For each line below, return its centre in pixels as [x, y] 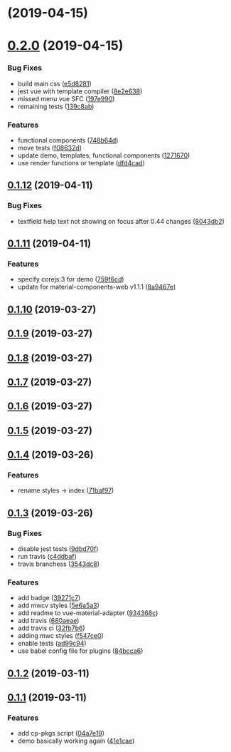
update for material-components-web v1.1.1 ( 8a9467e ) [97, 287]
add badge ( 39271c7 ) [49, 598]
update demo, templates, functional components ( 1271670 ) [104, 155]
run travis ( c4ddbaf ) [47, 557]
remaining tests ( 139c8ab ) [56, 106]
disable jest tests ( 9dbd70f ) [58, 549]
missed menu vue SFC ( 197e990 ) [66, 98]
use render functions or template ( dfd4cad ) [81, 163]
